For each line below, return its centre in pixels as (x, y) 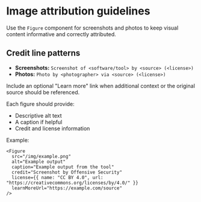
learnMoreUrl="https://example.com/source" (67, 188)
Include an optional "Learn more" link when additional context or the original (101, 86)
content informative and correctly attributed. (61, 34)
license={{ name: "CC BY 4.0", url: (57, 177)
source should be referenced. (43, 92)
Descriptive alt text (38, 115)
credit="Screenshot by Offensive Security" (67, 172)
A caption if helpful (39, 122)
